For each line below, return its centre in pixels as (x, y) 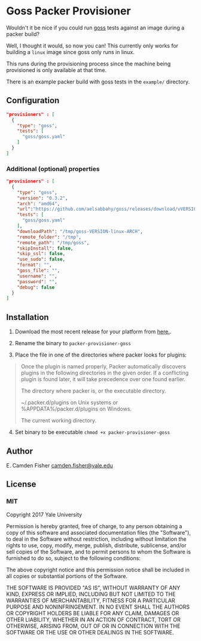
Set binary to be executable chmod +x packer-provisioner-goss (92, 432)
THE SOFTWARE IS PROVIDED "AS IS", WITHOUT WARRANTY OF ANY (93, 588)
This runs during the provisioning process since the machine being (89, 64)
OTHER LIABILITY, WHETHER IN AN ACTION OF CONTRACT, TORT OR (93, 619)
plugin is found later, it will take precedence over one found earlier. (103, 379)
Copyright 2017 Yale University (44, 514)
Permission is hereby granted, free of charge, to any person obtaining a (94, 526)
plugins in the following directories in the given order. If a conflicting (105, 373)
